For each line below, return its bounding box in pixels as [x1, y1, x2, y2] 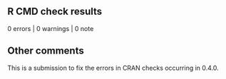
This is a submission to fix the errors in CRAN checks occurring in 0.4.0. [7, 63, 219, 72]
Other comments [7, 45, 84, 57]
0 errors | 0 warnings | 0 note [7, 24, 94, 32]
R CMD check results [7, 6, 103, 18]
